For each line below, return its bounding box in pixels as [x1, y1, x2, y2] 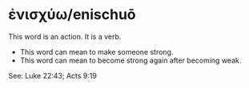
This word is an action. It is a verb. [8, 32, 122, 41]
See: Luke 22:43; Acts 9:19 [8, 71, 98, 80]
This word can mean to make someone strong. [19, 47, 174, 56]
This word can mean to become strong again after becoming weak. [19, 55, 242, 65]
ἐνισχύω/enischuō [8, 6, 136, 24]
